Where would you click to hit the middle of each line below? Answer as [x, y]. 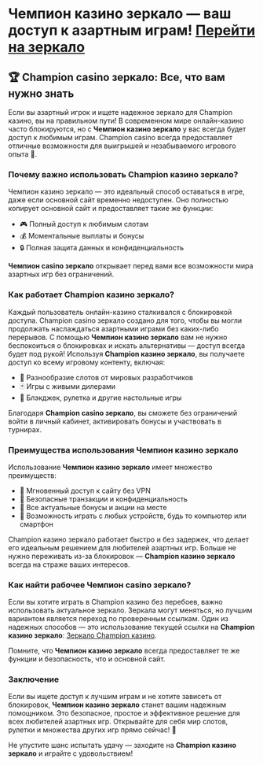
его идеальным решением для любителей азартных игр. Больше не [122, 547]
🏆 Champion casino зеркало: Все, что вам [117, 77]
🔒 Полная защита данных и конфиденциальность [102, 248]
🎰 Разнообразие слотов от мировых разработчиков [106, 377]
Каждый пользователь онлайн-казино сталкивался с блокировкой [120, 312]
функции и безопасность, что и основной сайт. [87, 659]
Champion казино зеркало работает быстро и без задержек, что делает [129, 539]
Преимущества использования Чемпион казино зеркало [123, 450]
